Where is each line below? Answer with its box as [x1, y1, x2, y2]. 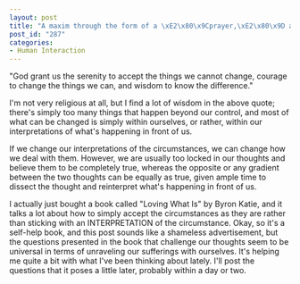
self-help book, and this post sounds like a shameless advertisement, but [9, 227, 279, 238]
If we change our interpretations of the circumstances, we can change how [9, 144, 286, 155]
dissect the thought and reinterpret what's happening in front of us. [9, 181, 257, 192]
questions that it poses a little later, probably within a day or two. [9, 265, 247, 276]
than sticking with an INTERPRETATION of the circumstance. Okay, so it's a [9, 218, 286, 229]
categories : [9, 38, 54, 47]
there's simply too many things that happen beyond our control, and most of [9, 107, 289, 118]
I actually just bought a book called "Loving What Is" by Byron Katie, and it [9, 198, 283, 210]
